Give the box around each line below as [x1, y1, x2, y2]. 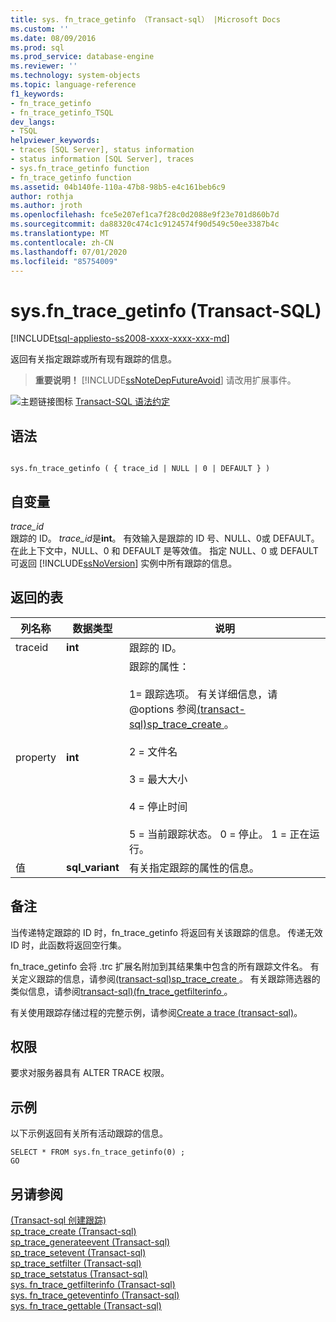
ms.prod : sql [10, 42, 65, 53]
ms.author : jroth [10, 201, 83, 211]
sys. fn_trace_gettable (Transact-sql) [10, 1300, 162, 1311]
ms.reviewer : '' [10, 61, 78, 71]
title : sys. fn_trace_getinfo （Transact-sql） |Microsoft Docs [10, 14, 281, 25]
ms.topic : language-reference [10, 80, 137, 90]
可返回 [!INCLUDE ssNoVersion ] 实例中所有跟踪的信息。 [10, 557, 238, 569]
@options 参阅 [128, 702, 197, 716]
